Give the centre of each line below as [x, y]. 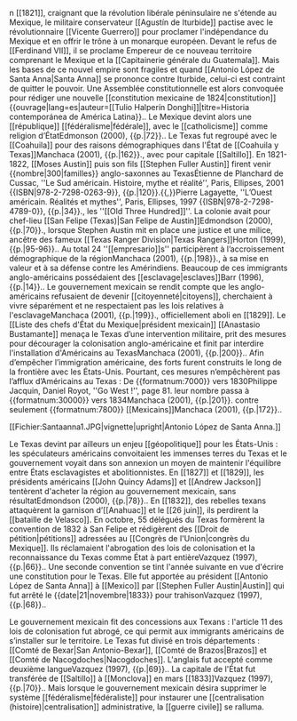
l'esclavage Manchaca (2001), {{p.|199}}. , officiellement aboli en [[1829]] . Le [148, 315]
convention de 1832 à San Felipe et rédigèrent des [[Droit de [119, 529]
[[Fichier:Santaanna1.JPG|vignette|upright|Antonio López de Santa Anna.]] [145, 427]
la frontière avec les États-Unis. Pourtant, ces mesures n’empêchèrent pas [145, 372]
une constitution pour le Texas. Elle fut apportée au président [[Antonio [139, 576]
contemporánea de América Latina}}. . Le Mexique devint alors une [131, 116]
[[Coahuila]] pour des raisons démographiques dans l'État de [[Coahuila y [144, 145]
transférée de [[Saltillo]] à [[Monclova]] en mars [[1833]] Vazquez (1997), [141, 678]
